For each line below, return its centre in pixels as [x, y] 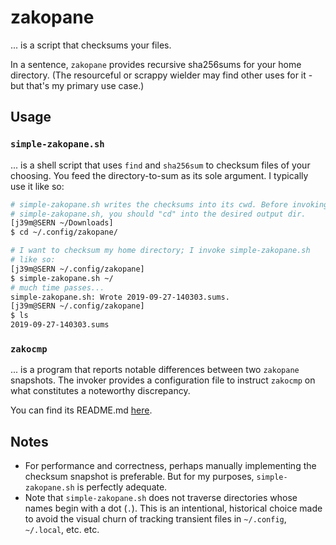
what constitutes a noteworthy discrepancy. [100, 391]
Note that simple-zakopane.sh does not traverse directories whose [161, 498]
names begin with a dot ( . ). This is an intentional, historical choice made [173, 508]
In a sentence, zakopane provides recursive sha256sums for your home [156, 64]
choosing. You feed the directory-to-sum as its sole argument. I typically [159, 175]
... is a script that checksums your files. [91, 45]
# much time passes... [57, 287]
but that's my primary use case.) [77, 85]
